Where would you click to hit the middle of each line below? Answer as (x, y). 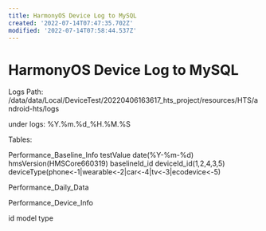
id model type (31, 218)
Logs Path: (26, 92)
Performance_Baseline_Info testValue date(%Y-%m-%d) (101, 155)
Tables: (20, 139)
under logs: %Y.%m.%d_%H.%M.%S (70, 124)
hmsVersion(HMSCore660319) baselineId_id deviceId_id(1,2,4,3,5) (117, 163)
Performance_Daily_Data (49, 187)
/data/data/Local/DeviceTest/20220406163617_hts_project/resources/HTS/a (133, 100)
